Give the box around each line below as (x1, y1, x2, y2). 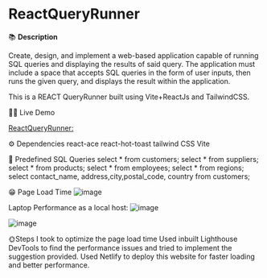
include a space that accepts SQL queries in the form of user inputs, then (8, 68, 251, 77)
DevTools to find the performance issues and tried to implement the (8, 243, 232, 252)
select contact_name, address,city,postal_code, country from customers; (8, 171, 251, 181)
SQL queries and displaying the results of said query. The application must (8, 59, 256, 68)
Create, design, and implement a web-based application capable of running (8, 50, 259, 60)
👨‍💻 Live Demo (8, 107, 55, 117)
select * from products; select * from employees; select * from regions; (8, 163, 244, 172)
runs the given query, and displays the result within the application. (8, 76, 231, 85)
